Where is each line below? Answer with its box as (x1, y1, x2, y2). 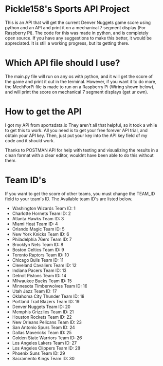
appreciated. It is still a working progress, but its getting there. (5, 40, 130, 46)
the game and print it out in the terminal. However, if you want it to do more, (5, 78, 157, 84)
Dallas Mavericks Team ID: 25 (12, 329, 72, 335)
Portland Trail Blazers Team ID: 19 (12, 298, 80, 304)
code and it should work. (5, 137, 55, 143)
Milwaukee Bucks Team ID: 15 (12, 278, 72, 284)
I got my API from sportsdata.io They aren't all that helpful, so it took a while (5, 122, 157, 128)
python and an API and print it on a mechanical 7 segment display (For (5, 24, 146, 30)
